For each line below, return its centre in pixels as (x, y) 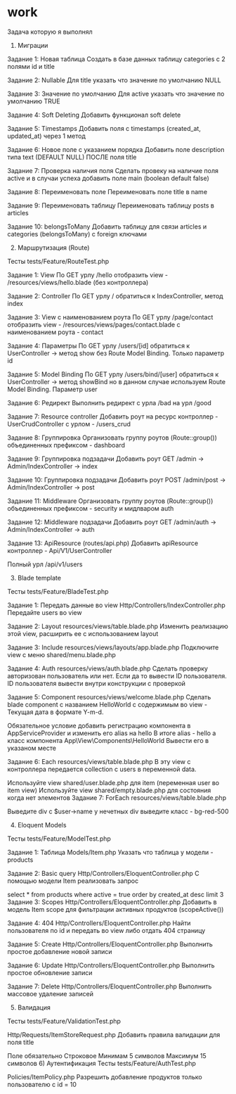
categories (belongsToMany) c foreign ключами (77, 234)
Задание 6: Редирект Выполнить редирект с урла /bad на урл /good (110, 402)
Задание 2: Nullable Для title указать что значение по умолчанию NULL (114, 80)
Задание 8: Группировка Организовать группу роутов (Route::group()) (112, 438)
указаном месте (32, 748)
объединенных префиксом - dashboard (66, 445)
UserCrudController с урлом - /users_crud (69, 424)
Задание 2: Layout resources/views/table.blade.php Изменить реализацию (118, 626)
